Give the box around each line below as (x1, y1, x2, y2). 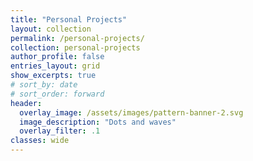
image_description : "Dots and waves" (19, 117, 177, 127)
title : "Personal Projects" (10, 14, 128, 25)
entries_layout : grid (10, 61, 101, 71)
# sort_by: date (10, 80, 78, 90)
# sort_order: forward (10, 89, 105, 99)
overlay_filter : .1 (19, 126, 101, 136)
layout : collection (10, 24, 92, 34)
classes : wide (10, 136, 70, 146)
